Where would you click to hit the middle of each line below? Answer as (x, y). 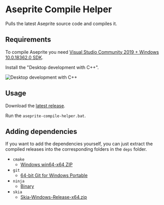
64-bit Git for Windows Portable (54, 175)
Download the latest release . (35, 105)
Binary (27, 186)
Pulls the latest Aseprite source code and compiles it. (61, 24)
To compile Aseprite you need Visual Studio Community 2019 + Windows (82, 52)
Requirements (28, 40)
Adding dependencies (41, 131)
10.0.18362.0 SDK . (24, 57)
